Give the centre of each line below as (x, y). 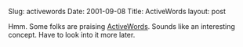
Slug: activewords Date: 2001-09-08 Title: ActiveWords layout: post (117, 11)
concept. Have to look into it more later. (72, 35)
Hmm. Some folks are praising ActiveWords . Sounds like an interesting (121, 26)
